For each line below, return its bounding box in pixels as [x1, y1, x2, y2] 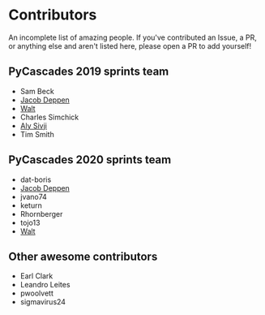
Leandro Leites [19, 280, 71, 290]
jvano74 [19, 192, 47, 201]
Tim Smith [19, 129, 54, 139]
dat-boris [19, 175, 52, 184]
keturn [19, 201, 42, 210]
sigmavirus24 [19, 297, 66, 307]
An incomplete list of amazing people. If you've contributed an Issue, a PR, [8, 32, 258, 42]
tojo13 [19, 218, 41, 227]
